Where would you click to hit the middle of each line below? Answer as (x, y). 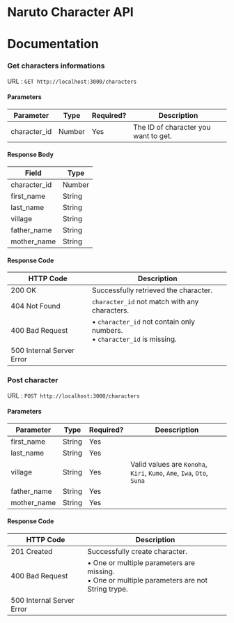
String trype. (108, 589)
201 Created (32, 551)
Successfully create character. (138, 551)
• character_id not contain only (143, 322)
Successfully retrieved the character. (152, 290)
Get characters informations (56, 66)
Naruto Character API (70, 12)
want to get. (153, 135)
